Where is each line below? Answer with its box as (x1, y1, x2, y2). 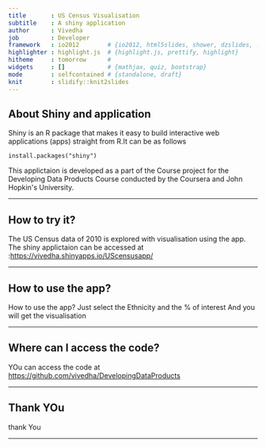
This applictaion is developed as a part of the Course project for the (8, 166, 230, 175)
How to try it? (8, 213, 76, 227)
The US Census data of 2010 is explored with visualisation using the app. (8, 235, 246, 244)
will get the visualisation (8, 311, 87, 320)
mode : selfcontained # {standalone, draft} (8, 71, 182, 78)
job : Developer (8, 33, 90, 42)
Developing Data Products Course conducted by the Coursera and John (8, 174, 243, 184)
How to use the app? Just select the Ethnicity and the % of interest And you (8, 302, 256, 311)
